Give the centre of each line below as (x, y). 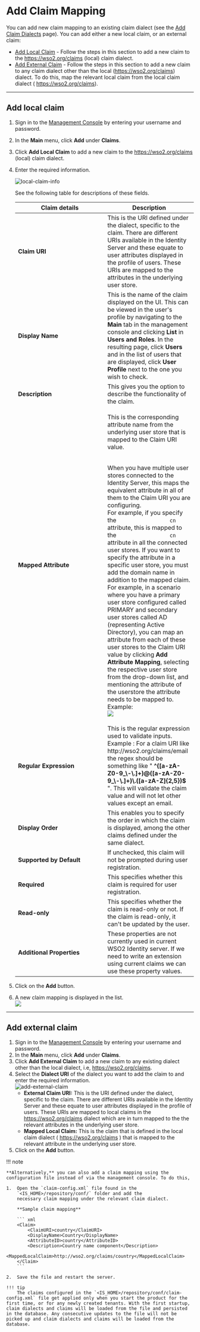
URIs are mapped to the (140, 270)
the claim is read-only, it (141, 916)
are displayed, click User (142, 361)
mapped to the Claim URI (142, 439)
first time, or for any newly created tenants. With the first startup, (98, 1303)
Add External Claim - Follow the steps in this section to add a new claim (102, 65)
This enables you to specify (146, 812)
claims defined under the (142, 835)
